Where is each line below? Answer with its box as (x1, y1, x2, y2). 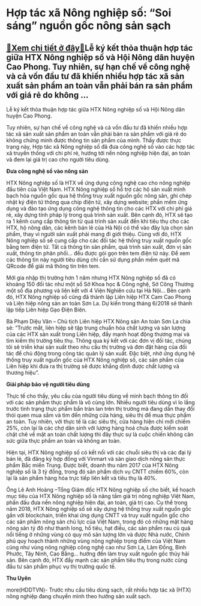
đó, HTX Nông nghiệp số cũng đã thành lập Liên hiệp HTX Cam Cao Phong (6, 293, 192, 301)
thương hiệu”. (6, 369, 40, 376)
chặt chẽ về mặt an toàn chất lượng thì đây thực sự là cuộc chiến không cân (6, 431, 194, 438)
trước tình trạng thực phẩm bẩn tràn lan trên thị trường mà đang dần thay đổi (6, 405, 195, 412)
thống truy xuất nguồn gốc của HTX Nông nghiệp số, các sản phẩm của (6, 356, 184, 363)
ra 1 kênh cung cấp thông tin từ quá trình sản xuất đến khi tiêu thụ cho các (6, 217, 190, 225)
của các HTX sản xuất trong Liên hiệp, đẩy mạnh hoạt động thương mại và (6, 331, 190, 337)
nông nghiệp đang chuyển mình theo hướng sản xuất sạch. (6, 593, 152, 599)
